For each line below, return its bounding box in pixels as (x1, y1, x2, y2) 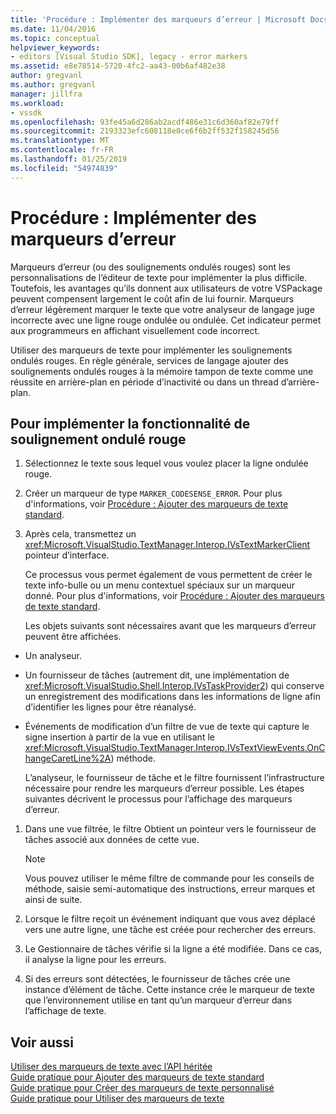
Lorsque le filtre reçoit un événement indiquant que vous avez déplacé (24, 913, 316, 925)
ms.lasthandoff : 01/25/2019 (10, 154, 128, 164)
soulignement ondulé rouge (10, 431, 187, 448)
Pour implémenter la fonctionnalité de (10, 415, 251, 432)
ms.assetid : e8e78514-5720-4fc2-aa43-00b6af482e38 (10, 61, 226, 71)
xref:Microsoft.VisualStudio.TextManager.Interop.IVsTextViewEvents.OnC (24, 742, 326, 754)
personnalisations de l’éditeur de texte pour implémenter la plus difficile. (10, 271, 308, 283)
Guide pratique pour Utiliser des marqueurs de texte (10, 1092, 225, 1105)
